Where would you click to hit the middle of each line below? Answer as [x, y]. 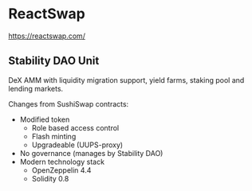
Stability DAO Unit [54, 61]
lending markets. [36, 88]
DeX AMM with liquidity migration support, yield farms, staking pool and [126, 80]
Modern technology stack [62, 162]
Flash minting [54, 136]
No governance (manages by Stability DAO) [91, 153]
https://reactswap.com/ [47, 36]
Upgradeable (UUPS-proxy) [77, 145]
